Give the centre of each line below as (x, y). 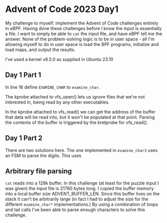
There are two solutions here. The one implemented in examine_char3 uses (82, 150)
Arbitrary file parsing (39, 171)
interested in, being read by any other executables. (57, 102)
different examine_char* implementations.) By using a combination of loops (82, 204)
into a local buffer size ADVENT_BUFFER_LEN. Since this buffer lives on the (83, 194)
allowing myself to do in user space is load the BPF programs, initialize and (82, 44)
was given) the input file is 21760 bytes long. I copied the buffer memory (80, 188)
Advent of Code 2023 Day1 (62, 9)
